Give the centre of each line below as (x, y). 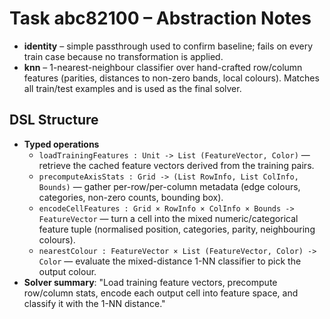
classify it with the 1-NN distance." (94, 303)
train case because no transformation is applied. (123, 56)
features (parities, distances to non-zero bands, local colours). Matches (171, 78)
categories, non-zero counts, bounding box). (131, 197)
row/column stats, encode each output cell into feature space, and (161, 293)
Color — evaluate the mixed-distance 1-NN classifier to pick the (170, 261)
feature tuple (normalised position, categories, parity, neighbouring (177, 229)
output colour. (67, 271)
